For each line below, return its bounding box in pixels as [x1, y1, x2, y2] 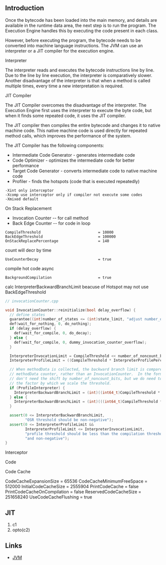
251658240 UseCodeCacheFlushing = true [5, 494, 92, 500]
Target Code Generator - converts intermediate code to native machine [12, 168, 157, 174]
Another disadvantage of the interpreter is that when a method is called [5, 77, 151, 83]
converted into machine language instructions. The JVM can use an [5, 42, 143, 49]
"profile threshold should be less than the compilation [25, 431, 145, 436]
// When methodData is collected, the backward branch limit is [9, 367, 145, 372]
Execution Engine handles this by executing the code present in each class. [5, 27, 159, 34]
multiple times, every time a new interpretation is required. [5, 83, 124, 89]
